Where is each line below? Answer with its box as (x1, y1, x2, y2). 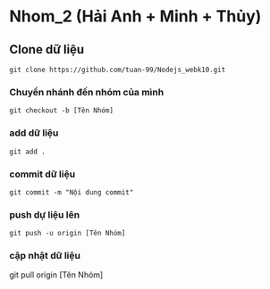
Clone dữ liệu (9, 42, 85, 57)
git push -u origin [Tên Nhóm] (9, 229, 126, 238)
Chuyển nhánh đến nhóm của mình (9, 86, 165, 98)
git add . (9, 147, 46, 156)
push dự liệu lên (9, 208, 80, 220)
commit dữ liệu (9, 168, 76, 180)
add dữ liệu (9, 127, 59, 139)
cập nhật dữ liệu (9, 250, 80, 262)
